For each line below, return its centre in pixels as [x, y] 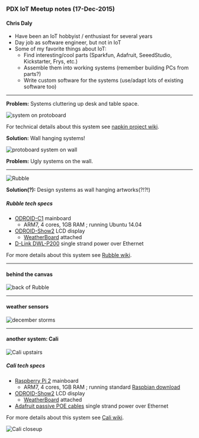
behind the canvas [30, 274]
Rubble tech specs [30, 203]
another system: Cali [32, 339]
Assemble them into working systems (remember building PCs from [106, 68]
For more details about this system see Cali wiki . [65, 417]
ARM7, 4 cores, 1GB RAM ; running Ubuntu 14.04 [83, 225]
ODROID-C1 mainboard [43, 218]
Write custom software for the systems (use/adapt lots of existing [103, 80]
